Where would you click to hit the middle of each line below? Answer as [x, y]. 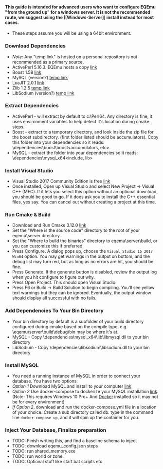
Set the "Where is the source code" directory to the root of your [76, 230]
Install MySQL [22, 365]
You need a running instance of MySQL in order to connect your [76, 376]
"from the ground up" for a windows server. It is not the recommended [78, 12]
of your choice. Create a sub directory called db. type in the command [82, 412]
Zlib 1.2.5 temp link [31, 88]
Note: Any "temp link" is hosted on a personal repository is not [75, 57]
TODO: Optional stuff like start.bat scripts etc [57, 462]
